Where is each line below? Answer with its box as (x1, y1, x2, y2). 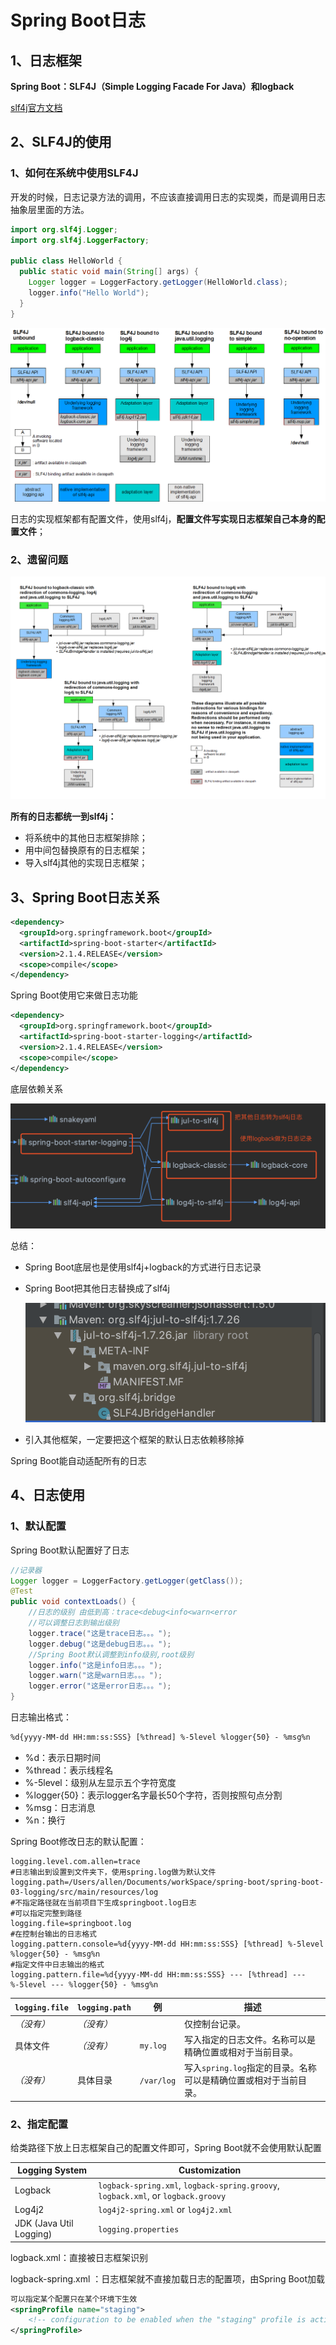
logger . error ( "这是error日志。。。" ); (28, 1681, 172, 1691)
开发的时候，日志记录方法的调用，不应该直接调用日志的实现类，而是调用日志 (10, 191, 326, 203)
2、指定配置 (10, 2117, 69, 2131)
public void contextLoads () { (10, 1597, 137, 1607)
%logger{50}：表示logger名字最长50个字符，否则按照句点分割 (24, 1789, 283, 1801)
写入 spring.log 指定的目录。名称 (184, 2062, 317, 2074)
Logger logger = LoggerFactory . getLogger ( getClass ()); (10, 1576, 244, 1586)
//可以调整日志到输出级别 (28, 1618, 120, 1628)
